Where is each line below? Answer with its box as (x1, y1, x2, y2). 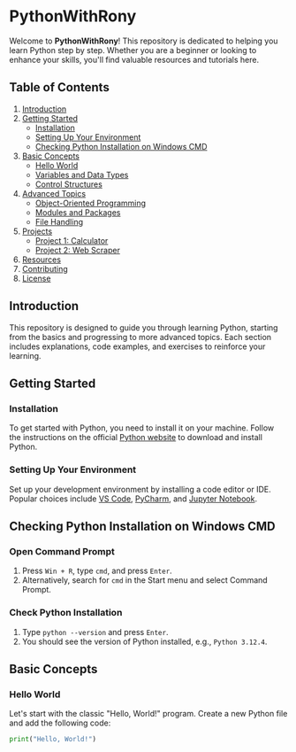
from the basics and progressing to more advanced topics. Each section (9, 331, 272, 342)
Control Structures (34, 179, 103, 190)
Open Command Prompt (9, 545, 115, 557)
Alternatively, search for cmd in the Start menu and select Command (21, 575, 268, 585)
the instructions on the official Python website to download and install (9, 432, 263, 443)
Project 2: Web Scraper (34, 244, 121, 255)
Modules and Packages (34, 206, 121, 218)
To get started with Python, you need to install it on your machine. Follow (9, 423, 275, 433)
